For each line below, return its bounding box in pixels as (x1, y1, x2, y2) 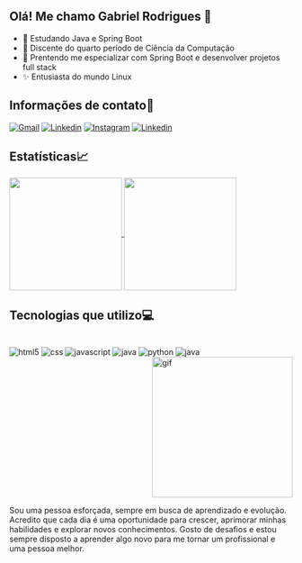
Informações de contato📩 (9, 98, 155, 114)
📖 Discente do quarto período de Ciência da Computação (22, 42, 235, 53)
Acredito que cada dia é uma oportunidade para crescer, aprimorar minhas (9, 514, 287, 525)
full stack (22, 61, 57, 72)
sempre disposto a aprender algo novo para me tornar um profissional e (9, 533, 276, 544)
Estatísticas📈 (9, 150, 89, 165)
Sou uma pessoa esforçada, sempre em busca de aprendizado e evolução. (9, 504, 288, 515)
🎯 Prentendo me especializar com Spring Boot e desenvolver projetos (22, 51, 280, 63)
